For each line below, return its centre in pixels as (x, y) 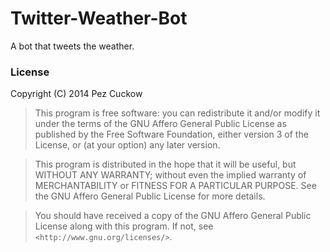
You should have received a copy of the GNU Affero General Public (173, 216)
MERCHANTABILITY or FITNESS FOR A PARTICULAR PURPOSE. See (175, 186)
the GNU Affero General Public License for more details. (150, 196)
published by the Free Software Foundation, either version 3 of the (171, 134)
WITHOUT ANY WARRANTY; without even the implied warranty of (170, 175)
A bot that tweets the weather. (72, 46)
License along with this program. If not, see (124, 226)
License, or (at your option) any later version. (127, 145)
